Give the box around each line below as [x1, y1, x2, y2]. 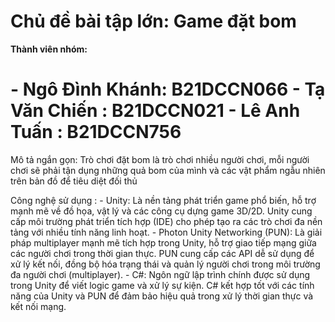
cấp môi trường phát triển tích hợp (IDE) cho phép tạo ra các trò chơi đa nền [10, 215, 323, 227]
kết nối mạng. [10, 300, 67, 312]
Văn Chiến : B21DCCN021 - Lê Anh [10, 100, 301, 122]
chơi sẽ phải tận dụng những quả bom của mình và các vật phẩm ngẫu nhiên [10, 164, 326, 176]
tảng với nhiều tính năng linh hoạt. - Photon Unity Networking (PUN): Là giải [10, 226, 323, 238]
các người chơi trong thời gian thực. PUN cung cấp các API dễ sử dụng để [10, 247, 315, 259]
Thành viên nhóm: [10, 43, 88, 55]
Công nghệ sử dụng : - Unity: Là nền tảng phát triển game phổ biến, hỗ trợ [10, 194, 317, 206]
